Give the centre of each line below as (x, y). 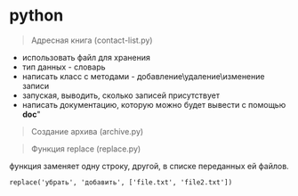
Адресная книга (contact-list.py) (92, 40)
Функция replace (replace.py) (86, 149)
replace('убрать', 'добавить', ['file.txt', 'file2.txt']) (121, 182)
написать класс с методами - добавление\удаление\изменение (143, 76)
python (36, 16)
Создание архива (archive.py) (87, 131)
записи (36, 86)
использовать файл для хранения (86, 57)
